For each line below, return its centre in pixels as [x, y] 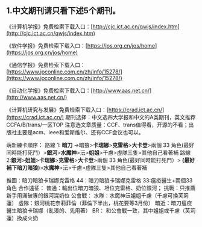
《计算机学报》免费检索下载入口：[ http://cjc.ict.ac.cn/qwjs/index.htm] [93, 26]
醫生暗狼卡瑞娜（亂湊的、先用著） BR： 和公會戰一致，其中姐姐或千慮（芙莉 [101, 210]
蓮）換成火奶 [22, 218]
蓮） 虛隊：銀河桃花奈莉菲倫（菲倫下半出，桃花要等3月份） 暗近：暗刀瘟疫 [99, 203]
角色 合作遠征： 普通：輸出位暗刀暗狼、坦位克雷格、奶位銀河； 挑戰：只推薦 [101, 188]
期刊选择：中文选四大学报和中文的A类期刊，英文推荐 [131, 117]
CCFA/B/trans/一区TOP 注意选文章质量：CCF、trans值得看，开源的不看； [97, 125]
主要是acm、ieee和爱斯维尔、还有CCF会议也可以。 [80, 132]
